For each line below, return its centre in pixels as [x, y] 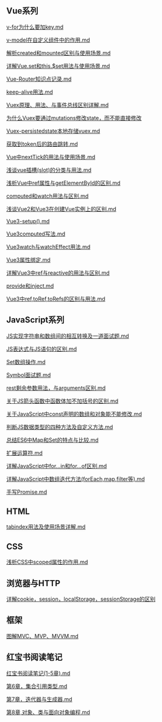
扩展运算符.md [24, 453]
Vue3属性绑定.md [28, 259]
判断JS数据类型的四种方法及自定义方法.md [60, 426]
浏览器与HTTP [33, 583]
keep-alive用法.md [30, 92]
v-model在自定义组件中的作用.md [48, 40]
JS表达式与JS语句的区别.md [42, 349]
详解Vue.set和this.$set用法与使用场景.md [58, 65]
